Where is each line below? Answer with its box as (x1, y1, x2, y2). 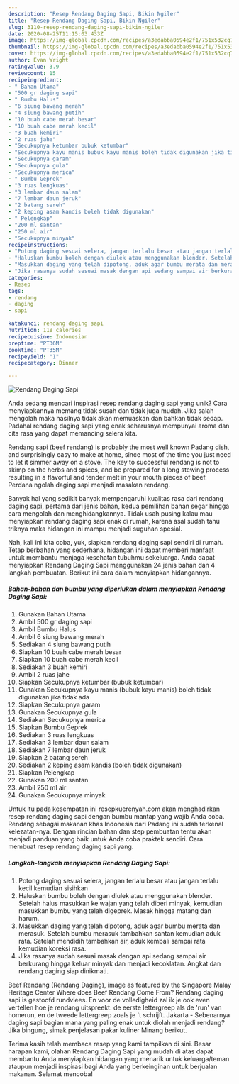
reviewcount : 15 (8, 70, 56, 77)
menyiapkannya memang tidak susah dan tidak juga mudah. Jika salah (8, 406, 214, 415)
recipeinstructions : (8, 241, 70, 248)
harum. (18, 914, 40, 923)
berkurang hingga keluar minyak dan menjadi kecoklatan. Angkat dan (18, 959, 221, 968)
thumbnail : (8, 43, 40, 50)
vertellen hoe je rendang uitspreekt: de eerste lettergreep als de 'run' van (8, 1003, 222, 1012)
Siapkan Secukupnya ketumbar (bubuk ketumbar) (18, 678, 164, 687)
